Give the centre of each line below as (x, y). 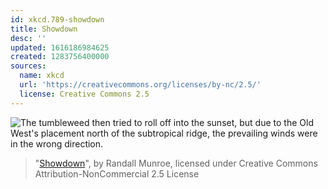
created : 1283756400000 (60, 57)
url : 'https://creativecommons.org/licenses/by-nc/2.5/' (140, 85)
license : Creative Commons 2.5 (84, 94)
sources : (28, 66)
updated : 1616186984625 (60, 47)
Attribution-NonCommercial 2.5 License (117, 173)
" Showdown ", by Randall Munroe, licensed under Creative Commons (176, 163)
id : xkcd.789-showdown (57, 19)
